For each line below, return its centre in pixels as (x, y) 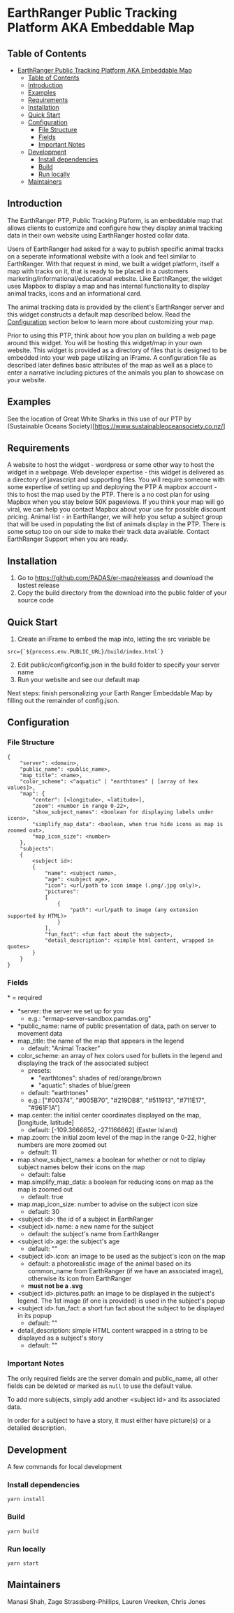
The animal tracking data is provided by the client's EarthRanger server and (116, 307)
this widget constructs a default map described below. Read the (99, 314)
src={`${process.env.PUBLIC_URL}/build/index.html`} (86, 652)
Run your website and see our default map (78, 680)
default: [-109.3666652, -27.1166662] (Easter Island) (103, 1130)
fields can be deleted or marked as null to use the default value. (100, 1386)
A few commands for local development (65, 1467)
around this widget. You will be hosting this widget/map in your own (105, 342)
